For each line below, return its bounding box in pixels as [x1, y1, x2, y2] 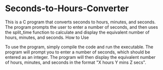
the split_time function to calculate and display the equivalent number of [5, 29, 150, 35]
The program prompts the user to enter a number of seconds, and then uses [5, 24, 158, 30]
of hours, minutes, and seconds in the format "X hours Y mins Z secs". [5, 59, 146, 65]
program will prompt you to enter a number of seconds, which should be [5, 49, 150, 55]
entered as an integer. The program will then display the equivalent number [5, 54, 156, 60]
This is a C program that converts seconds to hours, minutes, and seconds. [5, 19, 156, 25]
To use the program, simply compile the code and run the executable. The [5, 44, 154, 50]
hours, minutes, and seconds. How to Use [5, 35, 89, 40]
